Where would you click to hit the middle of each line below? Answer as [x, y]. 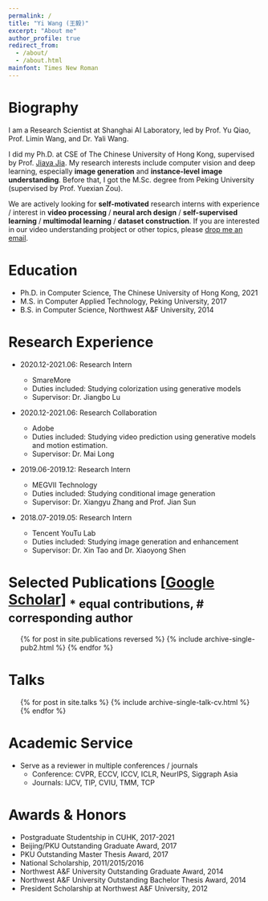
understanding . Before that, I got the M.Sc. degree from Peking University [131, 179]
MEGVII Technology [65, 485]
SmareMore [51, 380]
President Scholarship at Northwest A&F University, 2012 [114, 888]
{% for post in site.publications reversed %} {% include [111, 639]
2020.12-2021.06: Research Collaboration [88, 412]
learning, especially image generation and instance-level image [116, 171]
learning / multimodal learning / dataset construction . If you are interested [134, 221]
